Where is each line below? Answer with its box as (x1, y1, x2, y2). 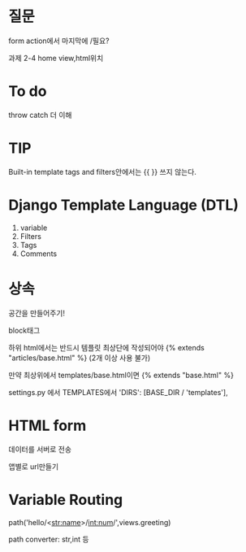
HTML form (8, 416, 87, 435)
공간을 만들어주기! (8, 308, 66, 318)
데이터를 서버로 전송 (8, 444, 71, 454)
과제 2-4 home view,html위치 (8, 53, 104, 63)
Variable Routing (8, 490, 123, 509)
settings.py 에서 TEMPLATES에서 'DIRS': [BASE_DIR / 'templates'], (8, 387, 229, 397)
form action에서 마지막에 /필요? (8, 36, 110, 46)
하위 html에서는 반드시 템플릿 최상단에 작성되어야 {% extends (8, 342, 205, 352)
